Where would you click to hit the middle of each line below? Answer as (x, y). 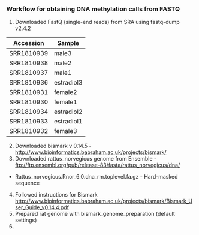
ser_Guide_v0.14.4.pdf (42, 207)
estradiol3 (68, 83)
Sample (68, 43)
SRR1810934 (29, 112)
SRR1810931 (29, 92)
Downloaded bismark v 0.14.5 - (53, 146)
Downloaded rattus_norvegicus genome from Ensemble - (86, 159)
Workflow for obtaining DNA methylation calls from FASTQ (93, 9)
